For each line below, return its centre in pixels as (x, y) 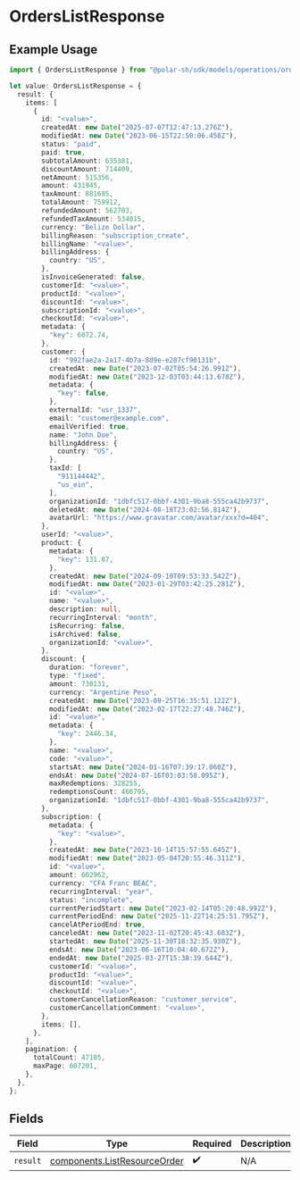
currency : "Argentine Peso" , (103, 692)
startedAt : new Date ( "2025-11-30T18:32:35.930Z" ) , (145, 941)
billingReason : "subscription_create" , (116, 235)
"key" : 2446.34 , (87, 734)
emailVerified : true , (89, 426)
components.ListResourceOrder (117, 1160)
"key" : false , (83, 393)
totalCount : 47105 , (69, 1058)
